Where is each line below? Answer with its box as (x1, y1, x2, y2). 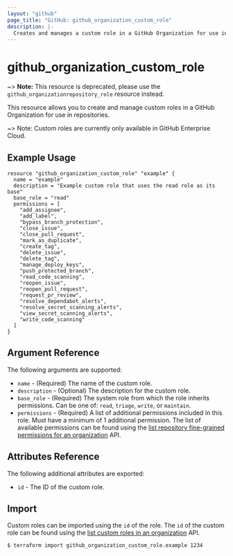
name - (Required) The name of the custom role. (17, 379, 153, 387)
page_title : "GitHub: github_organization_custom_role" (7, 17, 172, 24)
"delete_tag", (19, 255, 60, 262)
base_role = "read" (13, 195, 70, 202)
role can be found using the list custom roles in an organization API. (7, 529, 200, 537)
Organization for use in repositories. (7, 111, 110, 119)
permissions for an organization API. (17, 430, 121, 439)
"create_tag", (19, 243, 60, 250)
